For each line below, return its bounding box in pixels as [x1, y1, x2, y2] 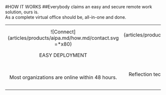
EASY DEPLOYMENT [39, 52, 87, 59]
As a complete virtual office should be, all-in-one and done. [5, 14, 126, 20]
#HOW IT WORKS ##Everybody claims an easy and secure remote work [5, 4, 152, 9]
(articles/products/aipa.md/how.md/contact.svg [7, 34, 119, 41]
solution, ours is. [5, 9, 39, 15]
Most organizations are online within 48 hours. [9, 74, 117, 81]
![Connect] [50, 29, 76, 35]
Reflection [128, 71, 152, 77]
